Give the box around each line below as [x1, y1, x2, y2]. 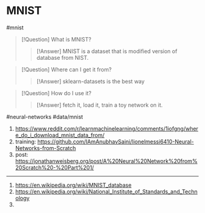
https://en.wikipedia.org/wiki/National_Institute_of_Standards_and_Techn [15, 187, 198, 195]
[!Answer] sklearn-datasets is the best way [36, 78, 145, 85]
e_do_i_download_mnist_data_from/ [15, 131, 105, 139]
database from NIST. [36, 54, 89, 61]
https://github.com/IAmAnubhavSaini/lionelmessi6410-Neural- [37, 138, 194, 145]
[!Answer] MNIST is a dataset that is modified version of [36, 47, 178, 55]
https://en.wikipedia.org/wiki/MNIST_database [15, 181, 132, 189]
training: [15, 138, 37, 145]
